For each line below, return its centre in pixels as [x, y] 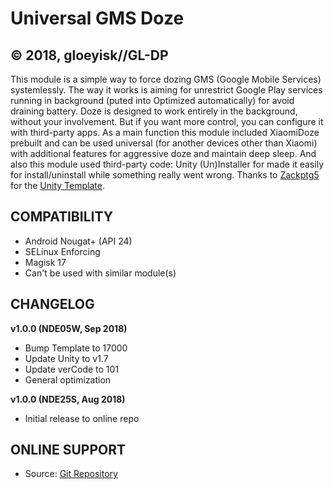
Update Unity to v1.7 [66, 358]
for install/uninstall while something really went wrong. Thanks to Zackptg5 [165, 175]
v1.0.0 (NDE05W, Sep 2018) [69, 328]
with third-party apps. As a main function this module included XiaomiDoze [165, 132]
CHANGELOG [52, 304]
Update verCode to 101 [72, 369]
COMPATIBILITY [61, 217]
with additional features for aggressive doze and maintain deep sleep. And [163, 153]
